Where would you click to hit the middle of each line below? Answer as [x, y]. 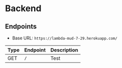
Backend [23, 8]
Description [64, 50]
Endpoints [21, 26]
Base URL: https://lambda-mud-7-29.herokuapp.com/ [65, 38]
